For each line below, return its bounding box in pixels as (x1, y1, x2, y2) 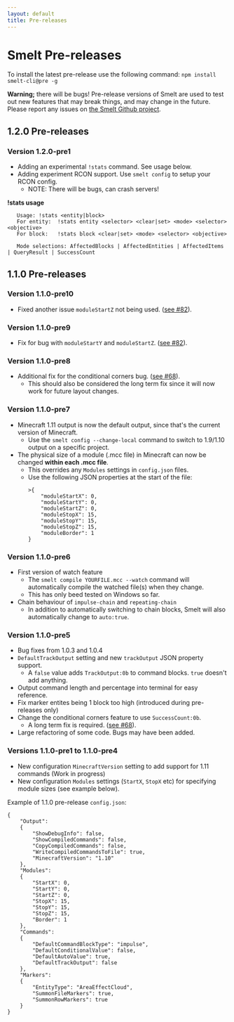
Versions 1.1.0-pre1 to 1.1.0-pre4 (7, 746, 118, 756)
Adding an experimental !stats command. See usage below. (17, 162, 193, 171)
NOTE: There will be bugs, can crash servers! (27, 185, 159, 193)
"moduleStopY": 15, (41, 517, 98, 524)
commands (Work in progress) (17, 769, 106, 777)
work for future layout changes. (27, 387, 119, 396)
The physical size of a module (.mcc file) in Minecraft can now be (17, 451, 207, 459)
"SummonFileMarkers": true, (32, 990, 114, 997)
